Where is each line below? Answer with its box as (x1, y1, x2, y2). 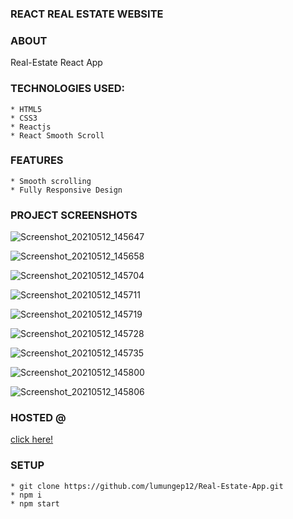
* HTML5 (10, 104, 43, 114)
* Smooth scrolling (10, 176, 92, 186)
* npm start (10, 498, 60, 509)
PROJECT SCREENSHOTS (10, 208, 138, 222)
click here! (10, 433, 54, 446)
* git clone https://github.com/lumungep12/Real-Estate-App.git (10, 481, 284, 491)
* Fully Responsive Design (10, 185, 123, 195)
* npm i (10, 490, 43, 500)
